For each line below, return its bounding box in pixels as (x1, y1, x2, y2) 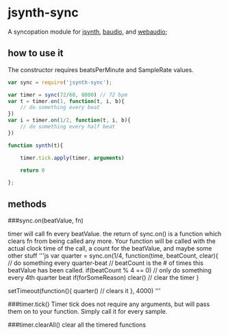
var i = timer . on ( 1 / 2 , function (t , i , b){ (8, 117, 131, 124)
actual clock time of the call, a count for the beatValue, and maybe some (8, 244, 212, 253)
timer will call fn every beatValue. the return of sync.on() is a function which (8, 230, 222, 238)
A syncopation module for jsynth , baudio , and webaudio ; (8, 27, 168, 36)
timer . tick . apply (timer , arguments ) (20, 154, 125, 161)
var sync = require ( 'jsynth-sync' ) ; (8, 79, 112, 86)
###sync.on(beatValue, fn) (8, 216, 84, 224)
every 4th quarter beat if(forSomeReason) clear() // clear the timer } (8, 273, 199, 282)
